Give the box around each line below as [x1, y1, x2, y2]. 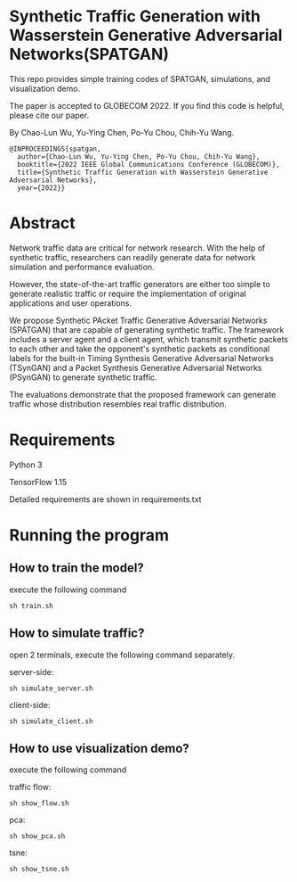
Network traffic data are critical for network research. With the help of [9, 243, 266, 253]
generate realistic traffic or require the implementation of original [9, 288, 246, 299]
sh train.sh [9, 601, 53, 610]
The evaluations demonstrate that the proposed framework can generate [9, 389, 277, 400]
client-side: [9, 699, 51, 710]
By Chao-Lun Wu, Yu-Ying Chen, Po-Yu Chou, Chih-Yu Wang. [9, 127, 235, 137]
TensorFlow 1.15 [9, 476, 68, 487]
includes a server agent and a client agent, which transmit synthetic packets [9, 334, 289, 344]
